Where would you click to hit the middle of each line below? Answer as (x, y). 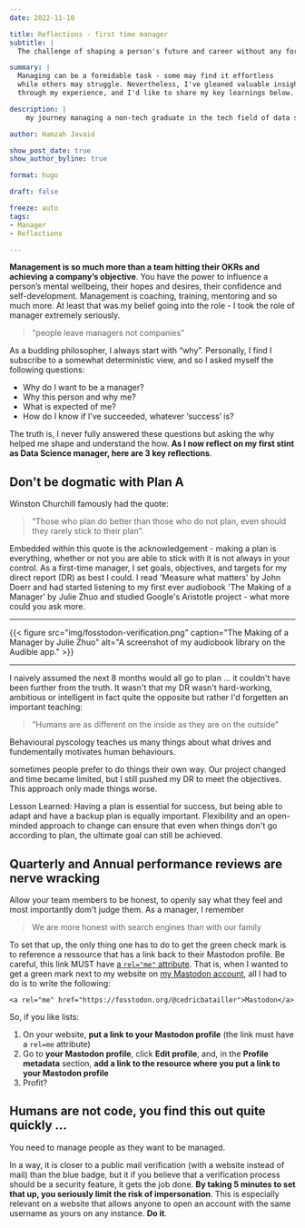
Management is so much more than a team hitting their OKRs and (135, 267)
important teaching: (46, 707)
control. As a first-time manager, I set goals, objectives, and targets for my (148, 568)
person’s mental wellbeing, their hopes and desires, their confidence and (146, 286)
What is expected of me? (69, 407)
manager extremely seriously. (65, 315)
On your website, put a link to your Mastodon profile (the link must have (158, 1035)
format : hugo (34, 175)
